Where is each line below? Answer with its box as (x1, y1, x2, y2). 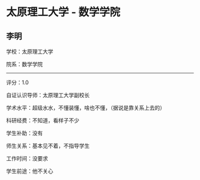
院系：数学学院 (6, 61, 43, 67)
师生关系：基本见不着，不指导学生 (6, 142, 90, 149)
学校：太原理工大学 (6, 48, 54, 55)
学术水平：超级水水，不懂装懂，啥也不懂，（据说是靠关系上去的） (6, 104, 165, 111)
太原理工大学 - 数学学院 (6, 5, 121, 19)
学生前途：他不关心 (6, 167, 54, 175)
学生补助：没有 (6, 129, 43, 136)
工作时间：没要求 (6, 155, 48, 162)
